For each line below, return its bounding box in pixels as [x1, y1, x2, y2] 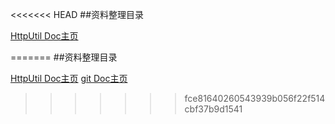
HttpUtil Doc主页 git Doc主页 [10, 73, 128, 84]
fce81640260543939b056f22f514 [184, 93, 326, 104]
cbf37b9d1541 [184, 103, 243, 115]
